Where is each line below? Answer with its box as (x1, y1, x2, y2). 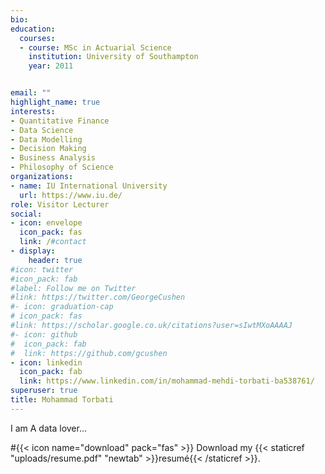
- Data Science (10, 125, 74, 135)
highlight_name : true (10, 97, 101, 107)
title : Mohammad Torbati (10, 395, 114, 405)
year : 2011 (28, 61, 74, 71)
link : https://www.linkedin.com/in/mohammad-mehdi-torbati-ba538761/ (19, 376, 315, 386)
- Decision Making (10, 144, 87, 154)
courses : (19, 33, 56, 43)
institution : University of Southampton (28, 52, 199, 62)
